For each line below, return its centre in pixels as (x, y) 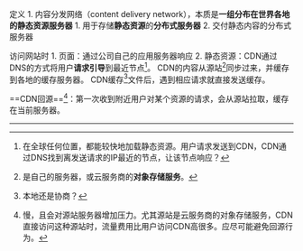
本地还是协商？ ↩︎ (55, 195)
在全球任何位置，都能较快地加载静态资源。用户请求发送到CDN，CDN (151, 146)
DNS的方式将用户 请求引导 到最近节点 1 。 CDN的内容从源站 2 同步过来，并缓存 (150, 67)
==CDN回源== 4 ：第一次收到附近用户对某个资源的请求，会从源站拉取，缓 (145, 98)
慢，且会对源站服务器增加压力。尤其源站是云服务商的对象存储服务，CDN (157, 215)
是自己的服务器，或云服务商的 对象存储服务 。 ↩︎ (110, 176)
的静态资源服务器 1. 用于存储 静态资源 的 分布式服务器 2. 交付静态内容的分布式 (151, 25)
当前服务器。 (41, 110)
